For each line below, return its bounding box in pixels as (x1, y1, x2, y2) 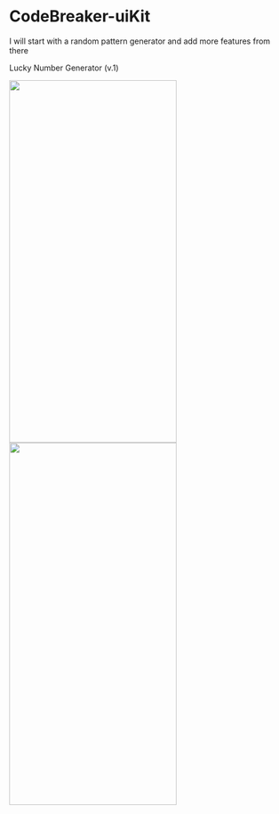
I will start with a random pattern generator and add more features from (9, 36, 271, 46)
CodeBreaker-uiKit (9, 6, 151, 27)
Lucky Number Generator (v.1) (9, 62, 119, 73)
